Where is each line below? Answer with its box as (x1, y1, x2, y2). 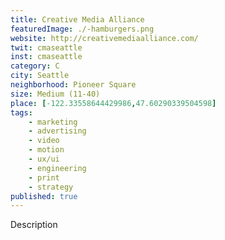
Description (10, 219, 58, 231)
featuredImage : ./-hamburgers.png (10, 24, 155, 34)
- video (28, 136, 60, 146)
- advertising (28, 126, 87, 136)
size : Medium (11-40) (10, 89, 101, 99)
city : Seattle (10, 71, 70, 81)
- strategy (28, 182, 74, 192)
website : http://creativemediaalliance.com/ (10, 33, 199, 43)
